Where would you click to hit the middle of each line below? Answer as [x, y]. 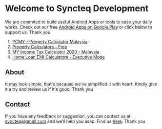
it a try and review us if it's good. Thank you [49, 89]
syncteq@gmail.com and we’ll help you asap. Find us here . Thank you [75, 121]
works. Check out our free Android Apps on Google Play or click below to [79, 27]
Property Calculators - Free [40, 47]
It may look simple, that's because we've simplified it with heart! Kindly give [81, 84]
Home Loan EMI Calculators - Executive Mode [58, 57]
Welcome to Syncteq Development [77, 8]
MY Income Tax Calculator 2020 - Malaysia [56, 52]
